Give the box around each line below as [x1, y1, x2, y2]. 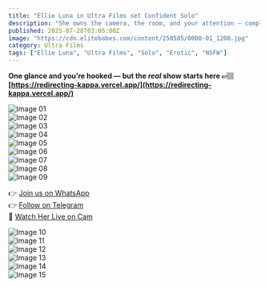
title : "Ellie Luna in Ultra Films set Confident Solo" [8, 11, 199, 20]
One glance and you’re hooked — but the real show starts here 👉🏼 [8, 71, 235, 80]
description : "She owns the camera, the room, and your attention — [8, 19, 242, 27]
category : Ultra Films [8, 42, 84, 50]
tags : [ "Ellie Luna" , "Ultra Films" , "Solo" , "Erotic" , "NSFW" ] [8, 49, 227, 57]
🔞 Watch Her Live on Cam [8, 212, 94, 221]
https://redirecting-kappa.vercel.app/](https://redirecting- [10, 80, 212, 89]
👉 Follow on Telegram [8, 200, 84, 209]
